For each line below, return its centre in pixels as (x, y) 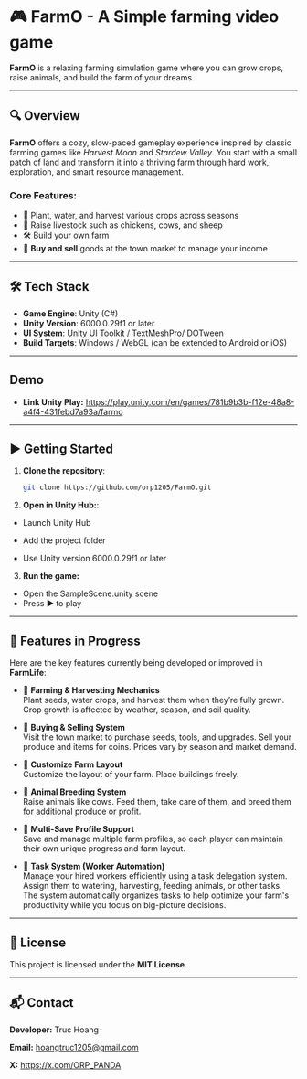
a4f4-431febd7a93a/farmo (73, 411)
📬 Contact (42, 1003)
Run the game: (51, 576)
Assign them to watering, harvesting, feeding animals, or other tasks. (153, 886)
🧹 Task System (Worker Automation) (94, 866)
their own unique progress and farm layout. (104, 849)
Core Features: (43, 195)
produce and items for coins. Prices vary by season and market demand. (159, 747)
